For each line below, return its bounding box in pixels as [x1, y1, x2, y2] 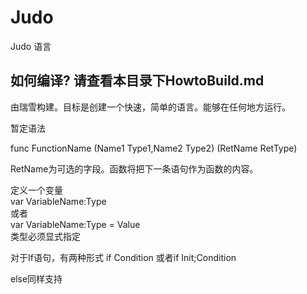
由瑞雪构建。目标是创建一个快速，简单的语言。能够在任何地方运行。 [10, 101, 291, 113]
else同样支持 [10, 272, 63, 285]
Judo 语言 [10, 40, 52, 52]
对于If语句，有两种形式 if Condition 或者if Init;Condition [10, 251, 237, 263]
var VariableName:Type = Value [10, 218, 141, 230]
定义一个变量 [10, 184, 63, 196]
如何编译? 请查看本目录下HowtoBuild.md [10, 72, 265, 90]
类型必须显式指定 [10, 230, 81, 242]
